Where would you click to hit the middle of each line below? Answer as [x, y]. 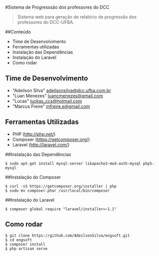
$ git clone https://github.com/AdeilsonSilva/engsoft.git [68, 236]
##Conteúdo [18, 32]
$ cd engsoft [19, 240]
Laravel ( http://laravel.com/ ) [41, 145]
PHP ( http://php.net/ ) [34, 134]
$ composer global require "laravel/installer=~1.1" [61, 209]
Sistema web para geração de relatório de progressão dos [77, 17]
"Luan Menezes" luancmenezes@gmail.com [58, 96]
